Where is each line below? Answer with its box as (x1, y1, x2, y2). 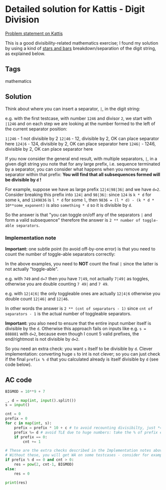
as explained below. (5, 51, 45, 57)
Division (5, 14, 40, 25)
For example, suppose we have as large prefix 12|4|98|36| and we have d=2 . (5, 186, 161, 192)
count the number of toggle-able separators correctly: (5, 251, 116, 257)
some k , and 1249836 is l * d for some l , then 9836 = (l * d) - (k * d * (5, 197, 155, 203)
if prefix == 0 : (14, 434, 48, 439)
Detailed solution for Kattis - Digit (5, 3, 145, 15)
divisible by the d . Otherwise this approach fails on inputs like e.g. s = (5, 325, 147, 331)
